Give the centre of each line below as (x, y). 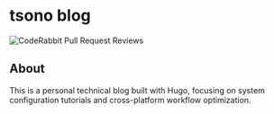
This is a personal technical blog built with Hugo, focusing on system (137, 90)
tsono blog (50, 16)
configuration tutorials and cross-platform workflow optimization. (130, 100)
